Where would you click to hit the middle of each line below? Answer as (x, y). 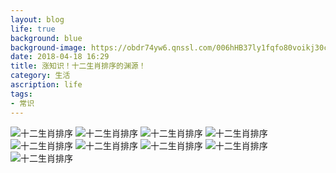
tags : (21, 94)
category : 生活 (40, 76)
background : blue (46, 38)
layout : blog (37, 19)
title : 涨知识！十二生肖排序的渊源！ (78, 66)
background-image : (48, 47)
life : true (33, 29)
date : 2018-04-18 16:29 (60, 57)
